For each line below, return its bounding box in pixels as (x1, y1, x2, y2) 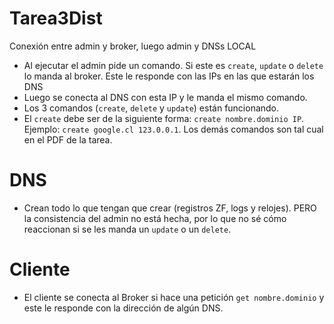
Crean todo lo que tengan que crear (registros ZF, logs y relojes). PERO (23, 202, 317, 214)
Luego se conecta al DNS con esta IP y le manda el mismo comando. (23, 91, 308, 103)
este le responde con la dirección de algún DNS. (23, 302, 224, 314)
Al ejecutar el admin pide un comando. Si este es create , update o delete (23, 59, 324, 71)
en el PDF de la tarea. (23, 133, 113, 146)
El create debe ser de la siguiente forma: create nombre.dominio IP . (23, 112, 305, 124)
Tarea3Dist (9, 7, 103, 30)
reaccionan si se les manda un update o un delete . (23, 223, 232, 235)
